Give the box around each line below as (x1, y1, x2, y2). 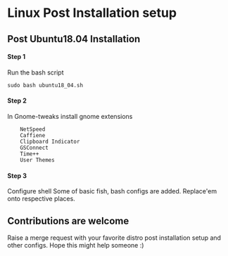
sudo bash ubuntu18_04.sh (7, 82, 83, 89)
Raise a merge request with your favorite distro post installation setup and (7, 233, 222, 242)
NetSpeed (20, 125, 46, 133)
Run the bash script (7, 68, 64, 77)
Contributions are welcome (7, 215, 129, 226)
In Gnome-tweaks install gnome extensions (7, 112, 133, 120)
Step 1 (7, 53, 26, 61)
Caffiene (20, 132, 46, 139)
